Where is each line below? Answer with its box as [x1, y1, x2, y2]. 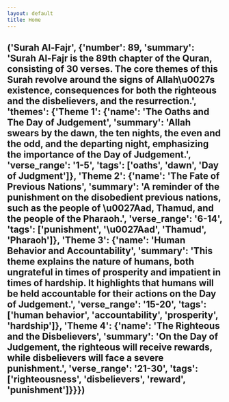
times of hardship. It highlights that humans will [7, 277, 214, 288]
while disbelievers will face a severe [7, 352, 164, 364]
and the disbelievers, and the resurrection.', [7, 95, 197, 107]
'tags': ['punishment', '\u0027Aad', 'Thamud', [7, 223, 207, 235]
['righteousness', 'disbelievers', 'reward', [7, 373, 186, 385]
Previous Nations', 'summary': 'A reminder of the [7, 181, 220, 192]
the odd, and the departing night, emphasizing [7, 138, 209, 149]
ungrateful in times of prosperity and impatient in [7, 266, 221, 278]
